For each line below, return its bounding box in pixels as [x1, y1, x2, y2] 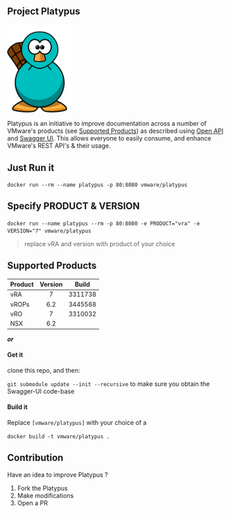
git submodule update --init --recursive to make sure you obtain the [7, 379, 210, 388]
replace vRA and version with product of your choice [24, 239, 176, 248]
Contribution [7, 452, 64, 464]
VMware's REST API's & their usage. [7, 142, 111, 150]
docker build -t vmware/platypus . [7, 433, 110, 440]
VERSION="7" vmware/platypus [7, 227, 92, 234]
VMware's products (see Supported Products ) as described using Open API [7, 127, 224, 135]
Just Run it [7, 161, 55, 173]
